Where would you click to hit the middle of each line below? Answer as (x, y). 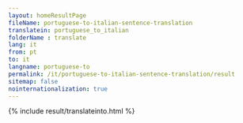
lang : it (23, 45)
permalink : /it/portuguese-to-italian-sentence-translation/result (122, 74)
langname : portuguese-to (49, 67)
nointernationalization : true (58, 89)
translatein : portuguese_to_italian (68, 30)
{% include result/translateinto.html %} (72, 111)
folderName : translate (47, 37)
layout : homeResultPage (47, 15)
